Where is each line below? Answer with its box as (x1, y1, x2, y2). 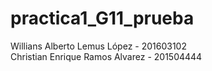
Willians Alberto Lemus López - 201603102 (10, 40, 187, 52)
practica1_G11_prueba (10, 7, 195, 30)
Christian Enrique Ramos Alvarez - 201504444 (10, 50, 203, 62)
